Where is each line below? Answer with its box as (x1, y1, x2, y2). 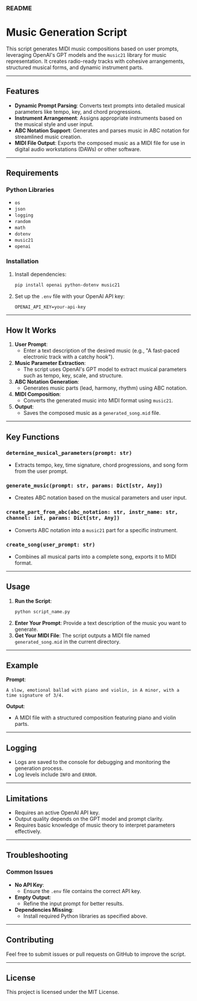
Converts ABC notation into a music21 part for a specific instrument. (14, 526, 178, 533)
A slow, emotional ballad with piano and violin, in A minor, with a (6, 688, 180, 694)
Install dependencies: (14, 270, 67, 278)
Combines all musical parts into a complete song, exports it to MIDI (14, 553, 177, 560)
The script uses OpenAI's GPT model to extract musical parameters (23, 366, 186, 373)
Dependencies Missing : (14, 906, 74, 913)
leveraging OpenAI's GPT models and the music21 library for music (6, 51, 167, 58)
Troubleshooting (6, 850, 69, 860)
